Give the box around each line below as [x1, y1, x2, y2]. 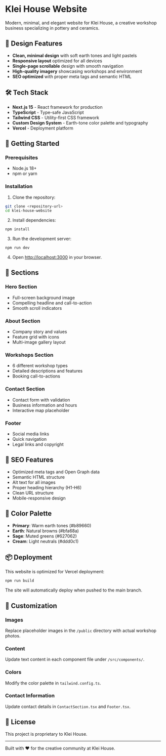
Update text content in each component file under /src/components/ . [5, 656, 145, 663]
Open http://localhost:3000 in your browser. [12, 254, 102, 260]
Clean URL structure [12, 490, 54, 496]
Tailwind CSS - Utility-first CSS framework [12, 115, 100, 121]
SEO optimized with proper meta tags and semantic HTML [12, 73, 132, 80]
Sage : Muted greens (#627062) [12, 533, 77, 539]
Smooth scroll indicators [12, 305, 62, 311]
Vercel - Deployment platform [12, 125, 74, 131]
